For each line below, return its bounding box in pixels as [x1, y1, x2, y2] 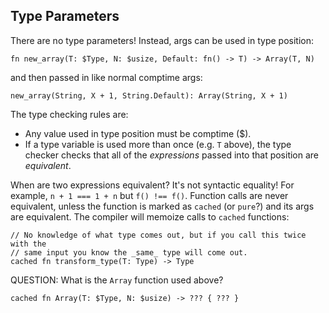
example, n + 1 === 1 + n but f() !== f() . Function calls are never [10, 189, 289, 201]
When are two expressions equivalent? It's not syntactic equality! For [10, 179, 295, 191]
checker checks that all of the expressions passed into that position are [24, 149, 320, 161]
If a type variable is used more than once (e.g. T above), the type [24, 138, 292, 150]
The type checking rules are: [10, 108, 129, 120]
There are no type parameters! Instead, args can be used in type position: [10, 34, 314, 46]
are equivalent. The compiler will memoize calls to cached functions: [10, 210, 290, 223]
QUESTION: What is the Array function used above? [10, 274, 224, 286]
